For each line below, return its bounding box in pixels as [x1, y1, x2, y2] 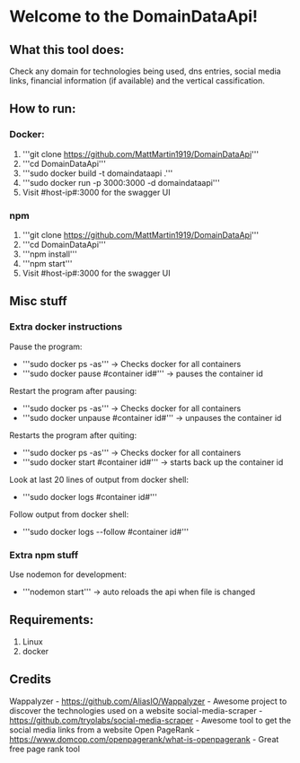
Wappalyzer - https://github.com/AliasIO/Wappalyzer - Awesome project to [9, 696, 287, 706]
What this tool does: [9, 42, 125, 57]
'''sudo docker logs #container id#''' [22, 491, 157, 502]
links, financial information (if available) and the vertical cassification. [9, 75, 265, 86]
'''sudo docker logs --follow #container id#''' [22, 526, 190, 537]
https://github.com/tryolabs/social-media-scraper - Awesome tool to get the [9, 715, 292, 725]
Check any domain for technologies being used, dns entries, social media [9, 66, 281, 76]
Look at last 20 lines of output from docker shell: [9, 474, 190, 485]
